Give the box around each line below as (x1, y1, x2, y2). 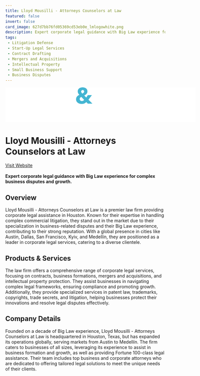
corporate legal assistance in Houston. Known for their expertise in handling (5, 212, 164, 218)
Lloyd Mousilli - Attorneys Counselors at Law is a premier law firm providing (5, 207, 164, 213)
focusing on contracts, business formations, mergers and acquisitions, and (5, 273, 162, 279)
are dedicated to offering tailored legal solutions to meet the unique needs (5, 360, 160, 366)
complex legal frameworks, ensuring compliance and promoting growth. (5, 284, 156, 290)
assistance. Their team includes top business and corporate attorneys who (5, 355, 162, 361)
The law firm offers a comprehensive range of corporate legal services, (5, 267, 155, 274)
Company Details (5, 315, 61, 323)
